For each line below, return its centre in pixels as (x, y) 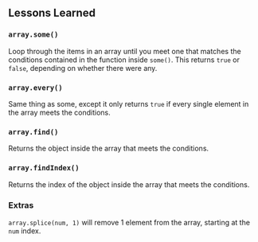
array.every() (35, 88)
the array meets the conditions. (60, 112)
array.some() (33, 35)
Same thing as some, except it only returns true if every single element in (129, 103)
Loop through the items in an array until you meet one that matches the (125, 51)
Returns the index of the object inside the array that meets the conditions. (129, 184)
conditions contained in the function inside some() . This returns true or (124, 60)
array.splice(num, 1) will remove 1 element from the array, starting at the (129, 222)
